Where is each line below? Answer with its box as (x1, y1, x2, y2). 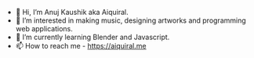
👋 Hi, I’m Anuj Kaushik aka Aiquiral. (15, 8, 129, 16)
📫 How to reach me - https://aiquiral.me (15, 42, 147, 50)
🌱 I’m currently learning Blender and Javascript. (15, 32, 170, 42)
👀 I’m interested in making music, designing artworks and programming (15, 16, 247, 25)
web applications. (15, 24, 73, 33)
